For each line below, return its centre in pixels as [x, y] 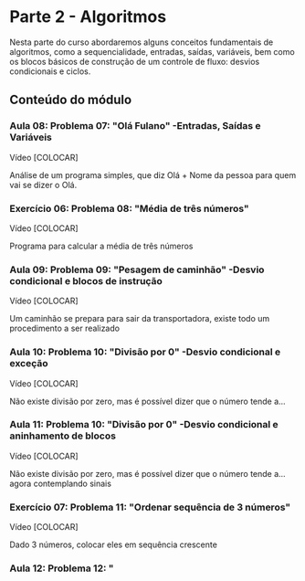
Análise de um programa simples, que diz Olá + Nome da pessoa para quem [153, 174]
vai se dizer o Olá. [43, 185]
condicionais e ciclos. [50, 71]
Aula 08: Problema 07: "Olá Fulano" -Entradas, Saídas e [136, 126]
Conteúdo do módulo [71, 100]
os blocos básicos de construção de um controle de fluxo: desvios [135, 61]
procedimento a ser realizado [65, 328]
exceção [29, 364]
